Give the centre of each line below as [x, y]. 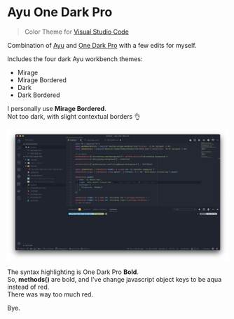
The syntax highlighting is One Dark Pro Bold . [73, 272]
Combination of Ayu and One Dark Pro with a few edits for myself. [102, 45]
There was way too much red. [50, 294]
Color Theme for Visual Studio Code [77, 32]
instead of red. [28, 287]
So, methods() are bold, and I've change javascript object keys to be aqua [115, 280]
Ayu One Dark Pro [60, 12]
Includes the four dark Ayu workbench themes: [75, 59]
